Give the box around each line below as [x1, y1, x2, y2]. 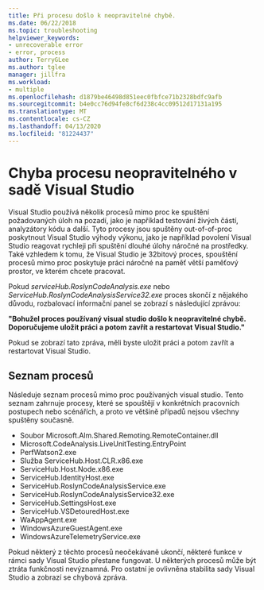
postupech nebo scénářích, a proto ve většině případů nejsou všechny [8, 407, 240, 417]
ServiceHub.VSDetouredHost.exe [19, 507, 130, 516]
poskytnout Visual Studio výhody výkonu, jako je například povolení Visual [8, 232, 252, 242]
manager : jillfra [8, 71, 66, 79]
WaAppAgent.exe [19, 515, 77, 525]
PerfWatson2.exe [19, 448, 77, 457]
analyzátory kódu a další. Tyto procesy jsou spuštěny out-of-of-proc [8, 224, 233, 233]
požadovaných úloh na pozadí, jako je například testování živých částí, [8, 215, 239, 225]
